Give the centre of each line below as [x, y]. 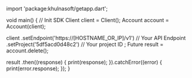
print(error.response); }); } [38, 68]
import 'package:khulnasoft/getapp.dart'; [57, 9]
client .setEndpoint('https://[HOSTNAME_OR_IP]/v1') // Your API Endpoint [96, 38]
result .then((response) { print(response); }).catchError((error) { [84, 62]
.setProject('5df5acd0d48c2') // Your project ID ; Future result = [85, 44]
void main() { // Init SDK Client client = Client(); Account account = [88, 20]
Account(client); [26, 26]
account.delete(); [28, 51]
